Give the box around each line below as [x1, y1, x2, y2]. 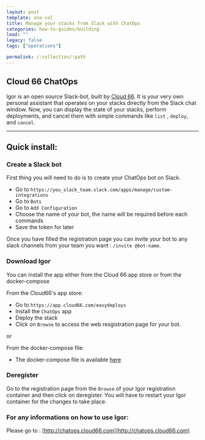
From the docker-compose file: [6, 344, 84, 351]
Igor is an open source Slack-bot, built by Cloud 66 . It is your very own [6, 93, 184, 100]
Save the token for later [15, 224, 74, 231]
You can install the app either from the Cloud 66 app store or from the [6, 271, 182, 278]
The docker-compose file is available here [15, 356, 121, 363]
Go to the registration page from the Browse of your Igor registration [6, 385, 176, 392]
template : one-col [6, 15, 53, 21]
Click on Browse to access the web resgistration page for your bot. [15, 321, 181, 328]
